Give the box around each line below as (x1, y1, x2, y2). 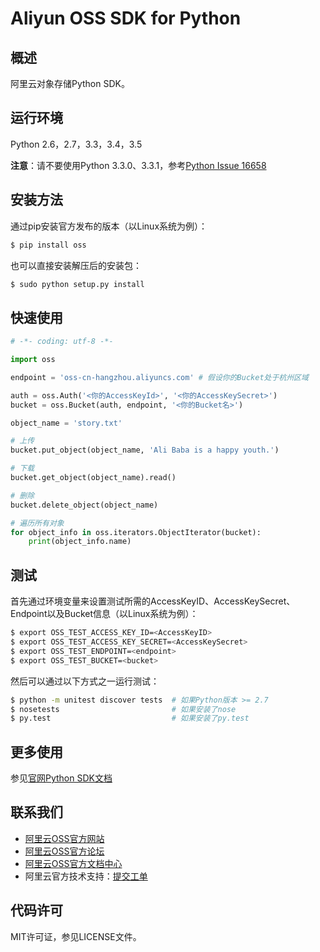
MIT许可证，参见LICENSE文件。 (10, 930, 142, 942)
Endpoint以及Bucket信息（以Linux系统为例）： (10, 608, 199, 620)
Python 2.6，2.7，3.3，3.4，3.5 (10, 138, 143, 150)
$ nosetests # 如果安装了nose (10, 704, 237, 714)
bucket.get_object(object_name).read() (10, 473, 177, 483)
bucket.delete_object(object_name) (10, 500, 159, 510)
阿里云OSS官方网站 (24, 832, 105, 844)
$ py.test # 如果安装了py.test (10, 713, 250, 724)
